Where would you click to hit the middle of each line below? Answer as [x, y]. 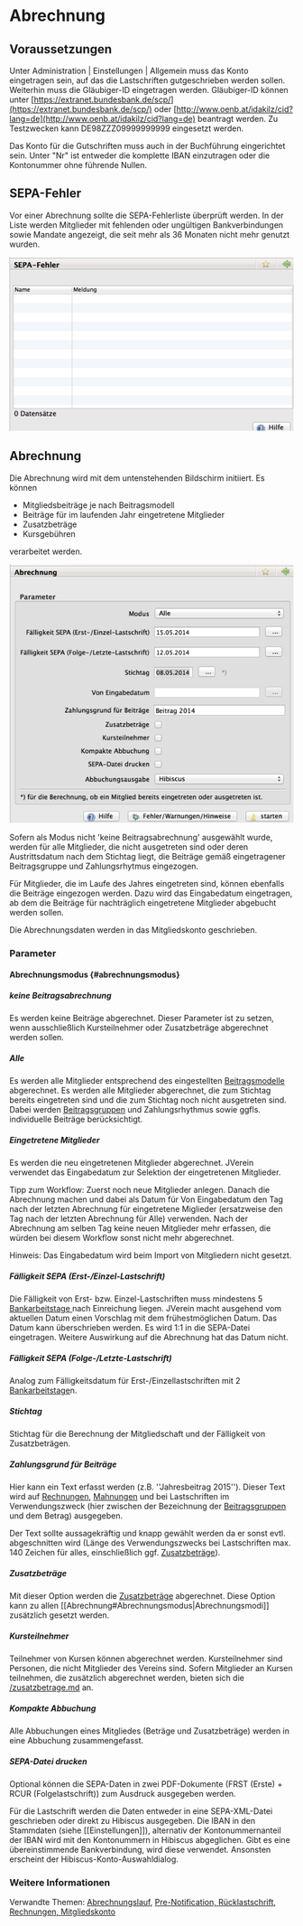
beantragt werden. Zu [238, 119]
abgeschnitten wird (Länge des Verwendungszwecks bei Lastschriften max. [150, 1543]
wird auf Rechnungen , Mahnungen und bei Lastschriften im [119, 1497]
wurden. [25, 244]
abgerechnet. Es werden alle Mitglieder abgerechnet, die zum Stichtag [140, 1091]
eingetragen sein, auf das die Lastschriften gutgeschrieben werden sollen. [147, 80]
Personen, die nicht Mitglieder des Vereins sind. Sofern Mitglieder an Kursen [151, 1668]
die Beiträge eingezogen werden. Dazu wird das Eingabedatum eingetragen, [151, 893]
